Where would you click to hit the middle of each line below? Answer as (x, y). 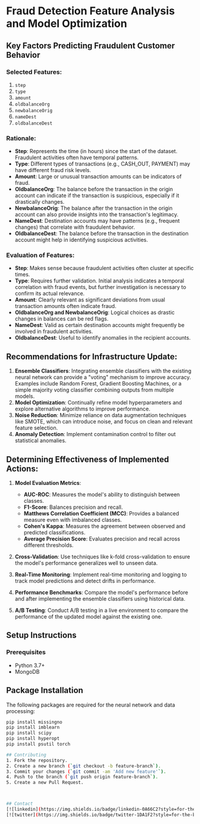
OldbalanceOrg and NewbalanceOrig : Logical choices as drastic (95, 313)
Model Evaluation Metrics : (48, 483)
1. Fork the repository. (37, 760)
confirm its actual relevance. (50, 294)
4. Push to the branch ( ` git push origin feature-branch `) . (82, 777)
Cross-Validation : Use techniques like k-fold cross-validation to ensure (102, 557)
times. (22, 275)
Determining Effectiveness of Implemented (88, 459)
